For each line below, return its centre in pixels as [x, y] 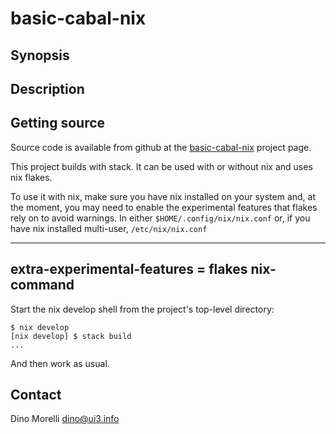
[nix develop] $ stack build [71, 336]
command [42, 285]
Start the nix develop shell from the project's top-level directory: [142, 309]
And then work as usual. [60, 363]
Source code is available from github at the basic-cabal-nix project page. [161, 147]
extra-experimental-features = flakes [129, 269]
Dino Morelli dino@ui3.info [65, 419]
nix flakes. [31, 177]
